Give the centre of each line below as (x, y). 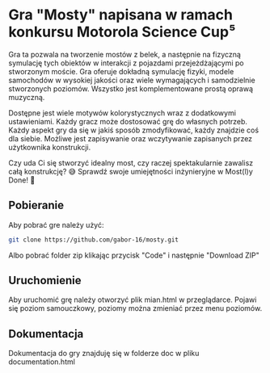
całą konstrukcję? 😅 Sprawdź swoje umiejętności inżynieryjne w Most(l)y (131, 171)
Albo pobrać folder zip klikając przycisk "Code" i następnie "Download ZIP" (134, 255)
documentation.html (42, 362)
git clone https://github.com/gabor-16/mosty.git (94, 240)
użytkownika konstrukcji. (50, 147)
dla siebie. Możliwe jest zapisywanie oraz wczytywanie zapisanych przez (131, 138)
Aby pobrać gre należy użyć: (56, 224)
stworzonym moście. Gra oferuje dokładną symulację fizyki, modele (121, 71)
